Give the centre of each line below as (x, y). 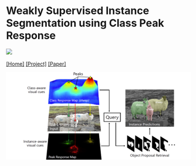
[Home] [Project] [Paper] (36, 64)
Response (31, 36)
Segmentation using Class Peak (85, 23)
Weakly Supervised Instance (78, 11)
